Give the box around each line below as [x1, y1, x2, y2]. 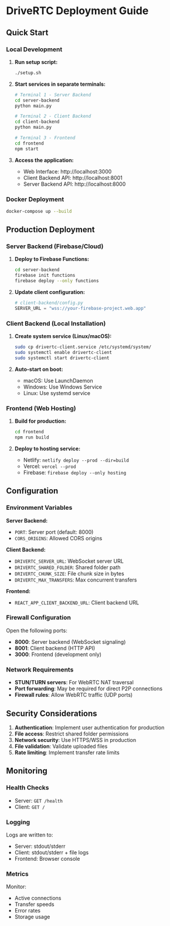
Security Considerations [6, 708, 98, 718]
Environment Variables [6, 504, 73, 512]
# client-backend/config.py [14, 300, 83, 306]
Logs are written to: [6, 831, 53, 838]
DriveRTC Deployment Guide [6, 4, 149, 18]
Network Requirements [6, 666, 74, 674]
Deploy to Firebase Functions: [14, 256, 90, 263]
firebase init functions [14, 272, 76, 279]
